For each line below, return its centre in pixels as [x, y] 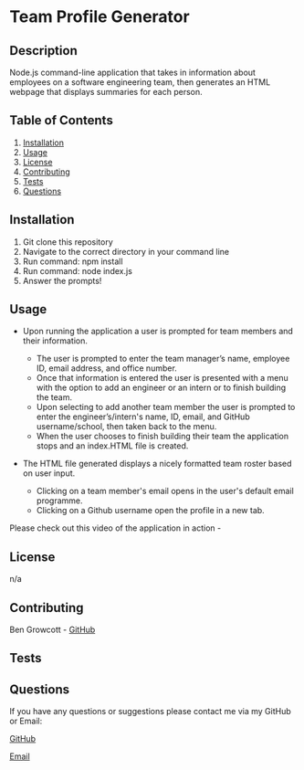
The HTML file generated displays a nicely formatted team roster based [157, 464]
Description [43, 51]
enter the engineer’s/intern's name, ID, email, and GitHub [143, 417]
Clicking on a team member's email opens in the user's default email [165, 491]
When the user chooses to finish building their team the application [162, 437]
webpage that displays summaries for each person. [106, 92]
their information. [55, 341]
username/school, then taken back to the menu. [126, 427]
